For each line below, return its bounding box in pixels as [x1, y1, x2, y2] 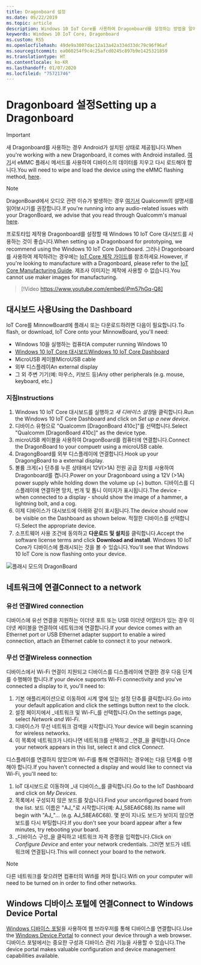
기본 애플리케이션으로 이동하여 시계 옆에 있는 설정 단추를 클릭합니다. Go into [14, 695, 192, 702]
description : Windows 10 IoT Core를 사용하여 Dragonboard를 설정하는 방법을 [6, 25, 186, 32]
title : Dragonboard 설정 [6, 8, 66, 15]
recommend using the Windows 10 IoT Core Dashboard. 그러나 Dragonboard [6, 245, 194, 253]
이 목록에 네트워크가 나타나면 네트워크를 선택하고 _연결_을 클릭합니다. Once [14, 737, 190, 744]
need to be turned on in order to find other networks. [6, 879, 137, 887]
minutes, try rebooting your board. [14, 826, 100, 833]
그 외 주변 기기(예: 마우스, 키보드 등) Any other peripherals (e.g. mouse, [14, 371, 185, 378]
